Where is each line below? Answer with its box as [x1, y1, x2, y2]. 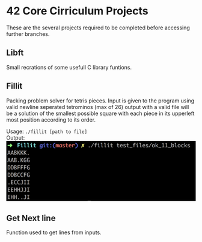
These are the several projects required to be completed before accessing [6, 24, 191, 31]
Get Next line [6, 213, 56, 223]
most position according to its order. [6, 116, 96, 123]
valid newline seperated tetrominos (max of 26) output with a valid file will [6, 103, 189, 110]
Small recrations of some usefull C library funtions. [6, 63, 132, 71]
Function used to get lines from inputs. [6, 229, 102, 236]
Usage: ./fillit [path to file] [6, 128, 88, 135]
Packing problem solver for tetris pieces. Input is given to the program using [6, 97, 195, 104]
